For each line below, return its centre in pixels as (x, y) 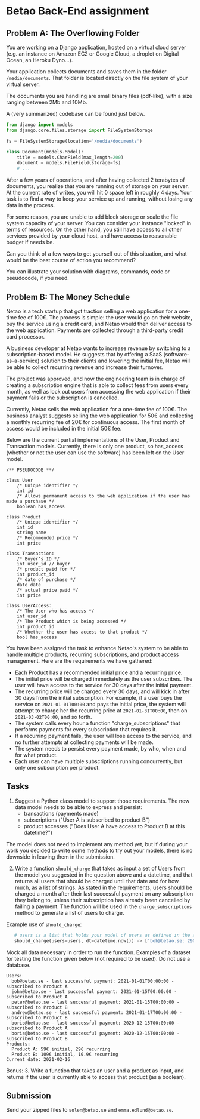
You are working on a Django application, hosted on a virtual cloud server (96, 47)
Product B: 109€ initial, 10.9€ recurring (65, 1054)
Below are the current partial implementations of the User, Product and (93, 439)
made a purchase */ (30, 501)
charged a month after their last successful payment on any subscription (104, 893)
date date (29, 585)
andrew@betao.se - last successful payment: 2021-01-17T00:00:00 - (97, 1012)
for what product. (36, 755)
